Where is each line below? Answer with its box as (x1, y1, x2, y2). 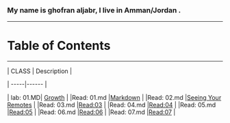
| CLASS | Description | (7, 67, 73, 75)
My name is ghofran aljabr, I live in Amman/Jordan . (7, 5, 181, 15)
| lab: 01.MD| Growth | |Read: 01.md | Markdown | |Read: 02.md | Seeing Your (7, 94, 222, 102)
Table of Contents (7, 38, 111, 53)
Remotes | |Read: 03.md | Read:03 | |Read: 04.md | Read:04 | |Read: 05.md (7, 101, 216, 109)
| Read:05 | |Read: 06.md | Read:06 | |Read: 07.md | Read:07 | (7, 108, 176, 116)
